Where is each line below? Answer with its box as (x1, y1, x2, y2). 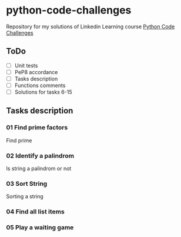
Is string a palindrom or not (6, 165, 72, 172)
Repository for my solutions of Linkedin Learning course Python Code (6, 23, 175, 30)
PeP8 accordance (14, 68, 58, 75)
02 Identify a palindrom (6, 151, 75, 159)
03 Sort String (6, 179, 48, 188)
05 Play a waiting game (6, 223, 74, 232)
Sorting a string (6, 193, 44, 200)
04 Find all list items (6, 208, 65, 216)
